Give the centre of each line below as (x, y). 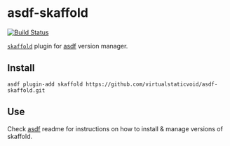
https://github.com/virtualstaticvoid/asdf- (151, 84)
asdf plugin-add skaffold (45, 84)
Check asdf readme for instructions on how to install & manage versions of (115, 128)
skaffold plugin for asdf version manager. (68, 46)
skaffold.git (26, 90)
